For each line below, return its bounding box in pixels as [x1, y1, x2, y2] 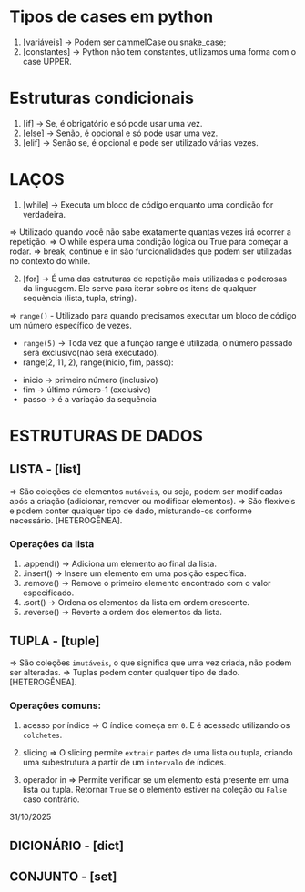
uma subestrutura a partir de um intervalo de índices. [22, 757, 227, 768]
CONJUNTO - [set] [9, 869, 117, 884]
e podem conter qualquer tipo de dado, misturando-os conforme [9, 505, 252, 516]
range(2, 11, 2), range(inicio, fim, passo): [22, 357, 175, 368]
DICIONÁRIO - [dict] [9, 837, 125, 853]
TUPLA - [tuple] [9, 633, 100, 648]
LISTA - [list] [9, 461, 82, 477]
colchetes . [22, 730, 63, 741]
